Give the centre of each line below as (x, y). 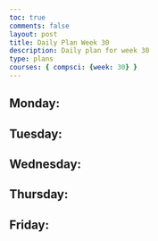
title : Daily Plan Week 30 (59, 42)
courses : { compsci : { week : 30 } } (74, 68)
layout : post (33, 34)
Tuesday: (36, 133)
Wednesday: (46, 165)
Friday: (29, 224)
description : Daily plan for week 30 (79, 51)
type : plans (31, 59)
